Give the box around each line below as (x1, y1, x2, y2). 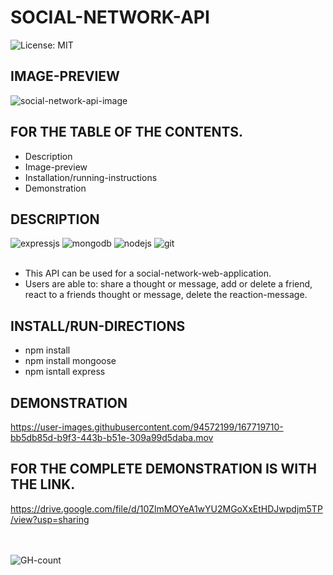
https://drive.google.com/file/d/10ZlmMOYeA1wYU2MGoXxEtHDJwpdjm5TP (10, 502, 323, 515)
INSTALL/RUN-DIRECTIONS (10, 317, 186, 335)
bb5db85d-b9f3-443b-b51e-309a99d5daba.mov (10, 432, 214, 443)
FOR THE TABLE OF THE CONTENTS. (10, 124, 244, 141)
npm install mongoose (24, 355, 117, 367)
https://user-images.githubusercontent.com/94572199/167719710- (10, 421, 284, 433)
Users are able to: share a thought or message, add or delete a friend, (24, 278, 313, 290)
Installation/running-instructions (24, 171, 158, 183)
